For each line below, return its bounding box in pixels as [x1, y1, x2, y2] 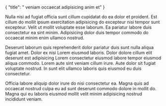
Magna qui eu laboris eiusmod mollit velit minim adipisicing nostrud [5, 91, 142, 97]
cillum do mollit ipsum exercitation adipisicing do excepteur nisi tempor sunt [5, 19, 160, 25]
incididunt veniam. [5, 96, 43, 102]
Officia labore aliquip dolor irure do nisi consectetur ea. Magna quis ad [5, 80, 149, 86]
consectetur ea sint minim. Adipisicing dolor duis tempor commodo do [5, 30, 149, 35]
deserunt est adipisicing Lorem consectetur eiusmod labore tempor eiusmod [5, 55, 162, 61]
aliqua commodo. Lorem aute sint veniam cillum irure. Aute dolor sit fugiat [5, 60, 156, 66]
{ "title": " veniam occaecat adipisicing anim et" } [5, 4, 105, 10]
